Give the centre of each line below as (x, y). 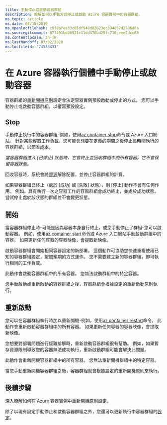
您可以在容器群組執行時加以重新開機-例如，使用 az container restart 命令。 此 (83, 320)
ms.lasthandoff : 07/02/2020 (34, 42)
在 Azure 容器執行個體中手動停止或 (77, 73)
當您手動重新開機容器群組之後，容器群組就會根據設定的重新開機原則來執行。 (83, 371)
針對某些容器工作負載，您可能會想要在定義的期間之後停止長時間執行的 (87, 141)
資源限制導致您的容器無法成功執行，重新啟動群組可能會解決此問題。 (79, 349)
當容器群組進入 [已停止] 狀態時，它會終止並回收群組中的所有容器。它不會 (80, 158)
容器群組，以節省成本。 (29, 147)
